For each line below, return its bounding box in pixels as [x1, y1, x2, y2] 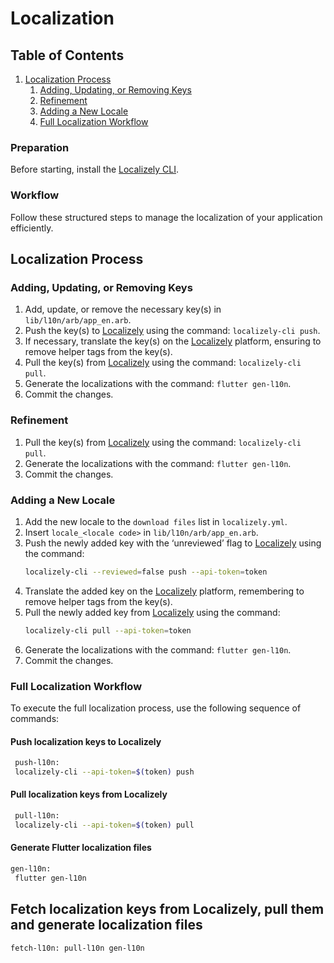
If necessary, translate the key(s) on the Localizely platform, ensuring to [24, 335, 322, 347]
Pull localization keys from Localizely [10, 788, 168, 801]
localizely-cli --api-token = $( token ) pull [14, 820, 195, 830]
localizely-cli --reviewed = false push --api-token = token [24, 567, 268, 577]
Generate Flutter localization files [10, 842, 152, 854]
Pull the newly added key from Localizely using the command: [24, 606, 281, 618]
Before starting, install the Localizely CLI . [10, 163, 180, 176]
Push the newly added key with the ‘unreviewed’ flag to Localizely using [24, 537, 322, 549]
